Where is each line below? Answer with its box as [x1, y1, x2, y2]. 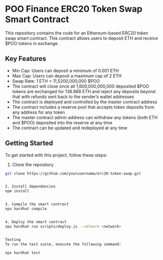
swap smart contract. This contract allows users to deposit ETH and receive [5, 35, 158, 41]
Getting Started [5, 139, 53, 147]
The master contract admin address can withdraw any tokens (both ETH [12, 114, 158, 120]
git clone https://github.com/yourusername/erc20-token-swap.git [5, 171, 141, 176]
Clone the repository [12, 162, 54, 167]
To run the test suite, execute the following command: [5, 241, 121, 247]
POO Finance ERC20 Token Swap [5, 3, 143, 15]
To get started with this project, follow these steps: [5, 152, 108, 158]
